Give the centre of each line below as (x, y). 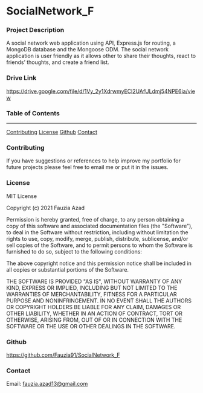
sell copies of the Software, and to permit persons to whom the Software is (100, 245)
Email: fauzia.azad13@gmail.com (47, 384)
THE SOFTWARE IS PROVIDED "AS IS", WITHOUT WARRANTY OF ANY (94, 281)
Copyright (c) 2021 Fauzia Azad (46, 208)
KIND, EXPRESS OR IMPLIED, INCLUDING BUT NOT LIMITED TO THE (92, 287)
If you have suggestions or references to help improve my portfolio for (94, 161)
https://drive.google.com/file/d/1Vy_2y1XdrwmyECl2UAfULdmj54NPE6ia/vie (101, 91)
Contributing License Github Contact (52, 132)
